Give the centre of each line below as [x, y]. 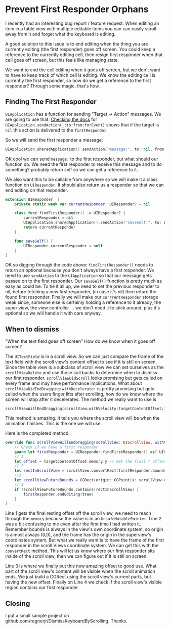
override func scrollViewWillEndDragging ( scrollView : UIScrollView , [79, 443]
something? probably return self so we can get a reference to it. [72, 169]
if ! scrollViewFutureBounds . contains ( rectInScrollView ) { [77, 489]
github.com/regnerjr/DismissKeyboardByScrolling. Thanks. [66, 621]
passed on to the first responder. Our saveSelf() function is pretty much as [83, 281]
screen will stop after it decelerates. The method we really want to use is [81, 399]
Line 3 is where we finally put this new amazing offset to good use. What [81, 566]
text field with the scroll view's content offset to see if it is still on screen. [81, 362]
